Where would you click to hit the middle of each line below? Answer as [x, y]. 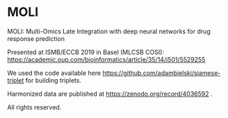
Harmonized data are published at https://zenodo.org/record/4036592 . [110, 94]
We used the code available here [54, 73]
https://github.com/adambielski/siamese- [162, 73]
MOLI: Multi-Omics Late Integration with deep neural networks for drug [109, 31]
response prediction [36, 38]
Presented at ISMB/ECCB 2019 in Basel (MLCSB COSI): [86, 52]
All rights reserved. [34, 107]
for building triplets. [54, 80]
